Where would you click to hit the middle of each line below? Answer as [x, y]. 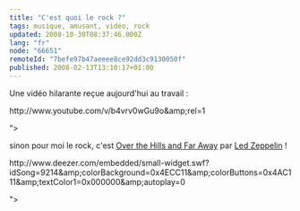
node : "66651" [36, 51]
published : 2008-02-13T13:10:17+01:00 [81, 68]
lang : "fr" [30, 43]
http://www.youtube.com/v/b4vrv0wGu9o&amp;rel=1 [107, 110]
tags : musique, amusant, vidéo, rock [80, 26]
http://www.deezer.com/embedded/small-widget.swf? [109, 163]
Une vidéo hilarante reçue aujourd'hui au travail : [99, 93]
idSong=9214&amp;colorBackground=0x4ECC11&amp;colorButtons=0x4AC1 [150, 172]
